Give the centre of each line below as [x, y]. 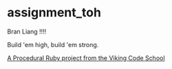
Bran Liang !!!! [27, 31]
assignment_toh [54, 13]
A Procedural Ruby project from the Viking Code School [86, 58]
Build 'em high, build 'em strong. [53, 44]
